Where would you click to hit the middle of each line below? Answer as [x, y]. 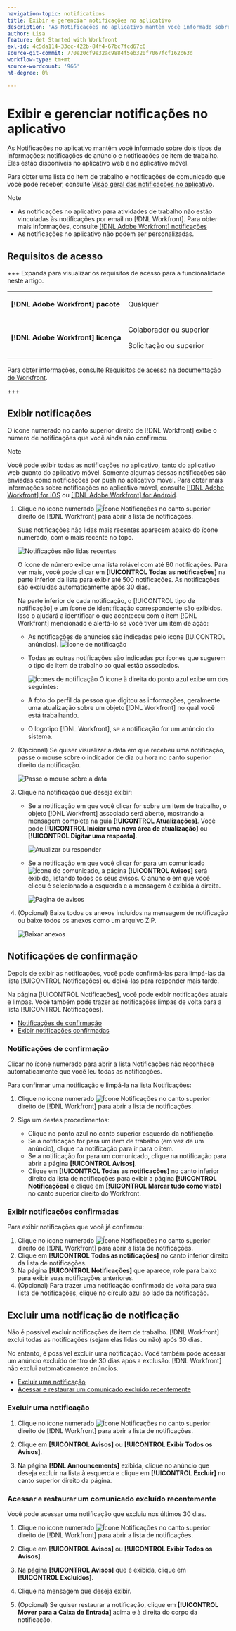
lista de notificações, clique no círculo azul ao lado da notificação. [113, 1293]
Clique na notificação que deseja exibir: [74, 793]
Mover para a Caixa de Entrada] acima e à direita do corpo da [107, 1612]
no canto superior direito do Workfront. [85, 1193]
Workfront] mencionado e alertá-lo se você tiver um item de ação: [113, 624]
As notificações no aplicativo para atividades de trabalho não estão [115, 211]
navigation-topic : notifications [56, 14]
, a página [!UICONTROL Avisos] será [153, 871]
